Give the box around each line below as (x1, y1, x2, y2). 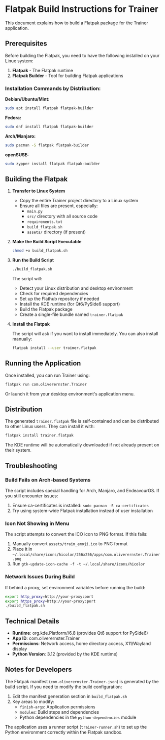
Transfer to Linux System (12, 188, 66, 194)
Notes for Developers (5, 665, 72, 674)
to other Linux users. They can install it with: (5, 424, 95, 430)
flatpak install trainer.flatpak (5, 433, 74, 438)
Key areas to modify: (12, 698, 55, 704)
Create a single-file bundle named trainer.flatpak (19, 311, 123, 317)
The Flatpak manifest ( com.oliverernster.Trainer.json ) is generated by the (5, 678, 159, 684)
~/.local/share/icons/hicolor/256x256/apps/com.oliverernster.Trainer (12, 552, 161, 557)
